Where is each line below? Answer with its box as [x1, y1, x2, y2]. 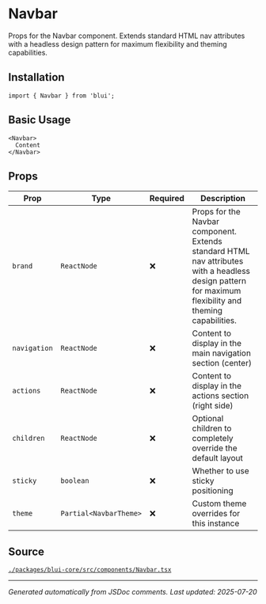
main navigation [192, 348, 252, 359]
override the [192, 443, 237, 454]
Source [8, 545, 45, 558]
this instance [192, 518, 240, 529]
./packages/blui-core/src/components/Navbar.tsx [8, 566, 172, 574]
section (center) [192, 358, 252, 369]
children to [192, 423, 232, 434]
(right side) [192, 401, 234, 412]
